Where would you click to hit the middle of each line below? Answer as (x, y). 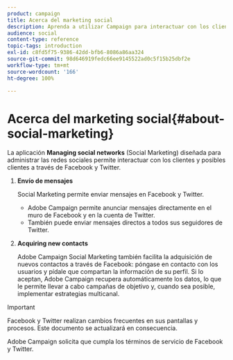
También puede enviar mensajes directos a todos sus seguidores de (125, 222)
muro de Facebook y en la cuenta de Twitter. (91, 215)
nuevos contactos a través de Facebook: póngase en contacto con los (118, 264)
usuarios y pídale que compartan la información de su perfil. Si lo (110, 272)
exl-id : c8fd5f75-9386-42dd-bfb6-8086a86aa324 (76, 53)
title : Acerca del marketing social (60, 20)
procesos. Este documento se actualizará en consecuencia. (93, 328)
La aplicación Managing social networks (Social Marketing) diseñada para (114, 153)
